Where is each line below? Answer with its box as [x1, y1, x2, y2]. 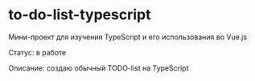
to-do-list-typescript [8, 6, 151, 24]
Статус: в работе [8, 47, 67, 57]
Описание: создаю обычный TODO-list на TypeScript [8, 63, 189, 73]
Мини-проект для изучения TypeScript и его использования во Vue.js [8, 32, 248, 42]
